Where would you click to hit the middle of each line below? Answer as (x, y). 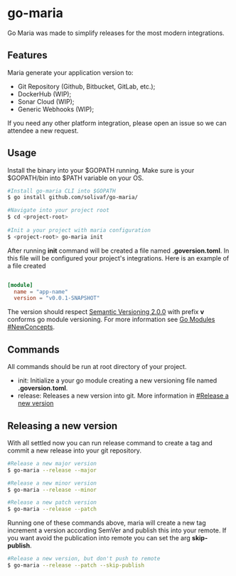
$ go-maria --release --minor (52, 490)
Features (27, 55)
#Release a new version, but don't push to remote (84, 559)
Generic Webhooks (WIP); (56, 109)
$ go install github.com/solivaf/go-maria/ (73, 198)
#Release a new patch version (52, 502)
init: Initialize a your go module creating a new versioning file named (117, 380)
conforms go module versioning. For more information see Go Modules (111, 320)
